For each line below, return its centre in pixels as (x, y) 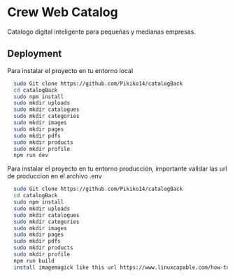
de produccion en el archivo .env (55, 176)
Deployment (35, 54)
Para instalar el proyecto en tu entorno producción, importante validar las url (117, 168)
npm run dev (31, 155)
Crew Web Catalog (63, 12)
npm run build (34, 260)
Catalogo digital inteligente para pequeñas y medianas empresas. (101, 32)
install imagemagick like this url (65, 267)
